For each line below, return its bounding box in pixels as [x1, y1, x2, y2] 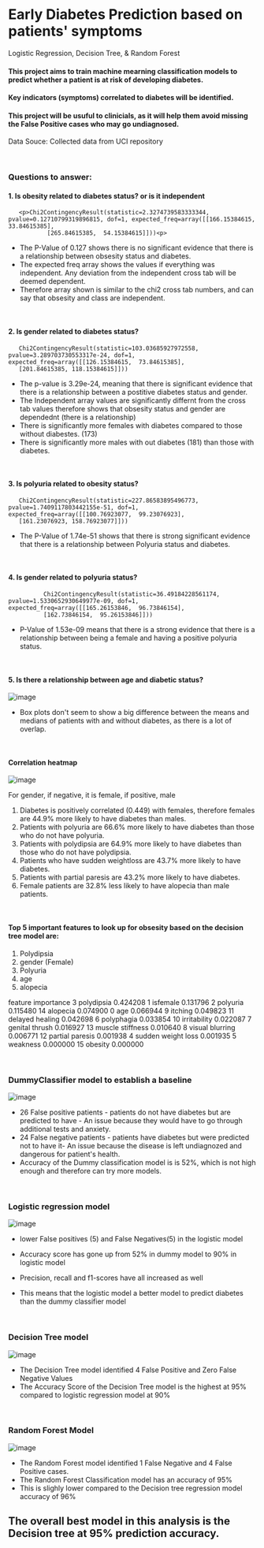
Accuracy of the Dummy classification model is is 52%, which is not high [19, 1157, 256, 1167]
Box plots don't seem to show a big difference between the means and [19, 708, 250, 717]
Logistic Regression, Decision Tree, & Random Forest [8, 48, 180, 58]
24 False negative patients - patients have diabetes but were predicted [19, 1133, 250, 1142]
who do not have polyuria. [19, 831, 105, 840]
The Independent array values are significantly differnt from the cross [19, 396, 246, 405]
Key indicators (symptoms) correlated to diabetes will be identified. [8, 93, 234, 102]
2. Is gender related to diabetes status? [8, 327, 139, 337]
